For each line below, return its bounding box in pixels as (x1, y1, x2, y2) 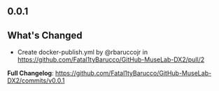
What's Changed (7, 29, 83, 41)
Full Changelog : (7, 69, 54, 78)
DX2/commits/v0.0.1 (7, 76, 65, 85)
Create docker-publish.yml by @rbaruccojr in (17, 48, 148, 57)
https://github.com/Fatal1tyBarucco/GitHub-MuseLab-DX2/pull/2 (17, 55, 205, 64)
